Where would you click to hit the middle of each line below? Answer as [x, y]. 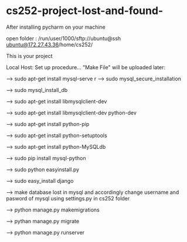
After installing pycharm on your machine [56, 27]
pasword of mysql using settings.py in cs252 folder [68, 198]
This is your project [29, 56]
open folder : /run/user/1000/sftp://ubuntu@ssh [64, 38]
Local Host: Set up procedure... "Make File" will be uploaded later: [86, 67]
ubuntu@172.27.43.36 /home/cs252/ [50, 45]
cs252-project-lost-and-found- [85, 11]
